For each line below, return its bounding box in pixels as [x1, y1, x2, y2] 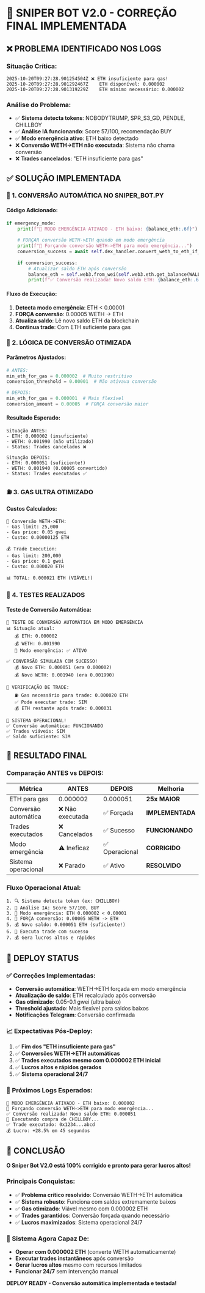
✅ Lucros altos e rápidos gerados [15, 1064, 102, 1071]
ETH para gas [9, 795, 49, 804]
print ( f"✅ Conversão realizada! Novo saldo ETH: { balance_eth [28, 277, 191, 283]
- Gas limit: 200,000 [6, 553, 62, 559]
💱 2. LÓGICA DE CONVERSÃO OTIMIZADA [6, 338, 132, 347]
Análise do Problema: [6, 100, 71, 109]
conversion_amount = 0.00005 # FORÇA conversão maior [6, 401, 149, 407]
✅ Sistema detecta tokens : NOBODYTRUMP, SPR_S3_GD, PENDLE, [15, 114, 185, 122]
